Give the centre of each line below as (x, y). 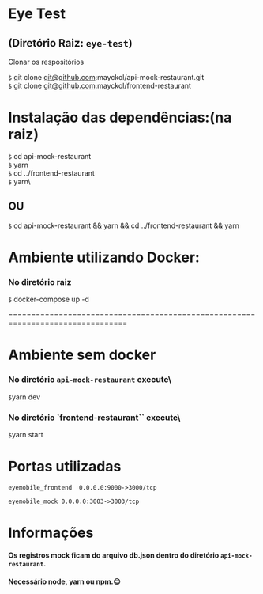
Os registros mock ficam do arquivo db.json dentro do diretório (114, 555)
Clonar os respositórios (46, 62)
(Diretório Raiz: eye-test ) (70, 43)
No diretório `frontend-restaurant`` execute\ (94, 418)
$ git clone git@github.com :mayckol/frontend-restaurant (100, 85)
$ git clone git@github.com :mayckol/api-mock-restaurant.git (106, 77)
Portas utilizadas (65, 467)
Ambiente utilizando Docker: (104, 257)
